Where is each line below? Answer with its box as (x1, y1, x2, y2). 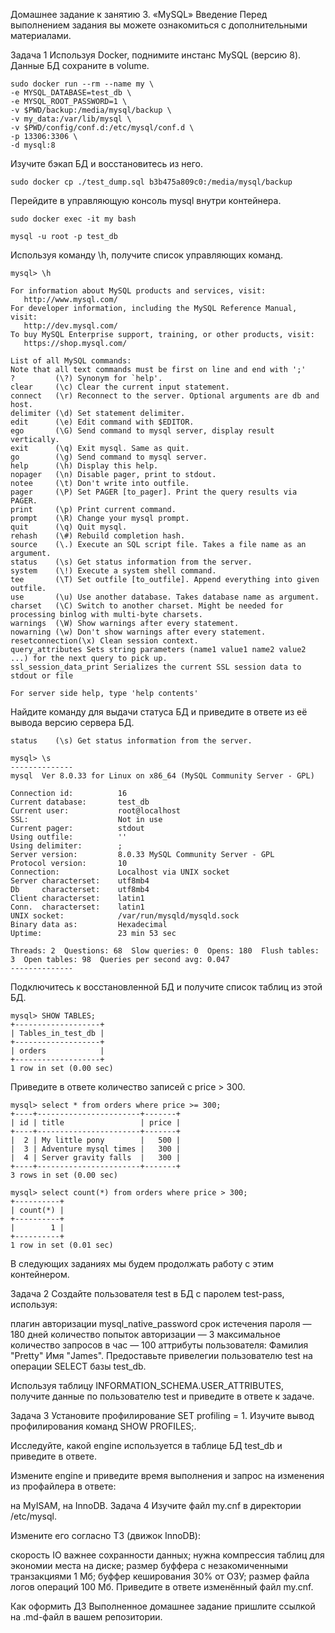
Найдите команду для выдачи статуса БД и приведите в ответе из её (10, 706, 308, 718)
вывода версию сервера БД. (10, 717, 135, 728)
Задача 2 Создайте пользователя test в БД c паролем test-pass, (10, 1288, 285, 1299)
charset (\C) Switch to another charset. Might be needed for (10, 601, 284, 611)
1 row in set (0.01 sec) (10, 1240, 114, 1250)
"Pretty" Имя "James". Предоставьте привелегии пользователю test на (10, 1350, 313, 1361)
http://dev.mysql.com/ (23, 321, 118, 331)
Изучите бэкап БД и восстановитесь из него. (10, 158, 204, 169)
